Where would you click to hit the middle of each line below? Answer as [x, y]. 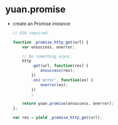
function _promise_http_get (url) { [51, 42]
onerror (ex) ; [54, 85]
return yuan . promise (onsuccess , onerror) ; [68, 103]
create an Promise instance [41, 24]
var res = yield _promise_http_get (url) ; [57, 118]
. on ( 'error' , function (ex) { [62, 80]
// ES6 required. [31, 33]
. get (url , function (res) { [60, 66]
